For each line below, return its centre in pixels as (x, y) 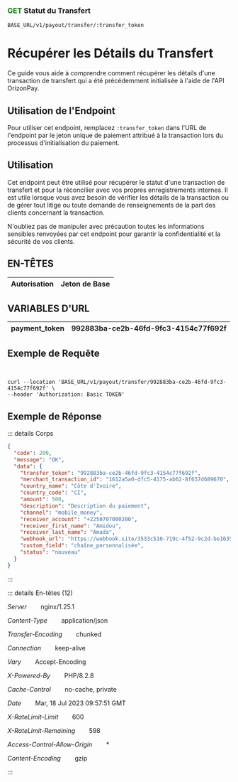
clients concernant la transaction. (56, 213)
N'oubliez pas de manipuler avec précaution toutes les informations (106, 226)
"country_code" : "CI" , (53, 493)
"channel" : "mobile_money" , (61, 513)
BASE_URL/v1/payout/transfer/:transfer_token (75, 26)
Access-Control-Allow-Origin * (58, 744)
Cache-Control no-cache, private (62, 689)
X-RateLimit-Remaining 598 (54, 730)
